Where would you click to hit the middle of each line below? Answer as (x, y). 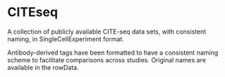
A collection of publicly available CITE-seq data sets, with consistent (107, 31)
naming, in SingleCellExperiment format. (66, 38)
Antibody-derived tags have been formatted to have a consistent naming (113, 52)
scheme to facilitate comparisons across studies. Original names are (107, 59)
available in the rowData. (43, 67)
